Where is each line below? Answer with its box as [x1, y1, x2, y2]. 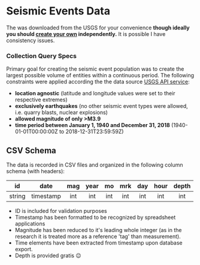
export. [14, 246, 33, 253]
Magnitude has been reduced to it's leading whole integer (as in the [14, 227, 182, 234]
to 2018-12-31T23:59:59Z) [59, 128, 124, 135]
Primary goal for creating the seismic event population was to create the [6, 65, 184, 73]
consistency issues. [6, 37, 55, 44]
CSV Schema [6, 145, 56, 155]
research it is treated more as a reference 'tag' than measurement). [14, 233, 181, 240]
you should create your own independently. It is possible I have [6, 30, 166, 37]
